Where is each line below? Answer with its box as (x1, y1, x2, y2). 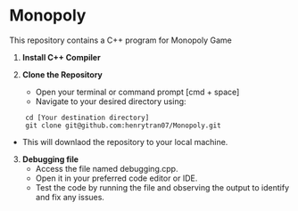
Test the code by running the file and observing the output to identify (35, 182, 290, 192)
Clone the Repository (21, 69, 103, 80)
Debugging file (21, 153, 79, 165)
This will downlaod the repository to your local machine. (21, 136, 228, 147)
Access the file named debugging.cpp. (35, 163, 178, 174)
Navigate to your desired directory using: (35, 95, 186, 107)
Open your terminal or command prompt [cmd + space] (35, 86, 240, 97)
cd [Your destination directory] (25, 113, 150, 122)
